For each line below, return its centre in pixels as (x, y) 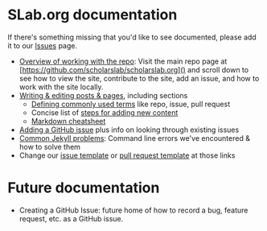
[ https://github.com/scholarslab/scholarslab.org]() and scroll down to (134, 69)
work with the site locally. (61, 87)
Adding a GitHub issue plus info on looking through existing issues (129, 130)
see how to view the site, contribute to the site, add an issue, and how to (139, 78)
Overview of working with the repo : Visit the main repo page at (123, 61)
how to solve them (50, 146)
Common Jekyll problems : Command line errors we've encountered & (135, 138)
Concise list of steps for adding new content (105, 112)
